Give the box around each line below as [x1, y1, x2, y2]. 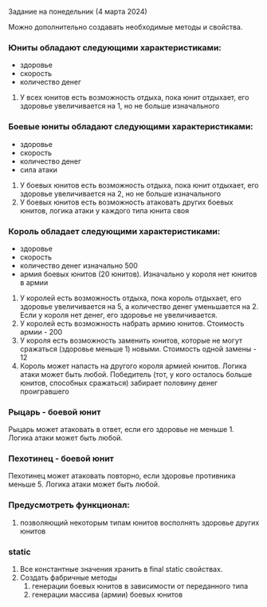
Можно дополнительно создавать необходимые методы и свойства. [8, 22, 243, 31]
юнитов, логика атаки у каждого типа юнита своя [19, 205, 190, 215]
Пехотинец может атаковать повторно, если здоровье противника [8, 471, 236, 481]
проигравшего [19, 387, 70, 396]
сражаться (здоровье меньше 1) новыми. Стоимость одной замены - [19, 343, 257, 354]
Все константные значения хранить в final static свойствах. [19, 565, 223, 574]
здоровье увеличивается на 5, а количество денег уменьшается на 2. [19, 301, 259, 311]
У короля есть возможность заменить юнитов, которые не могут [19, 335, 243, 345]
